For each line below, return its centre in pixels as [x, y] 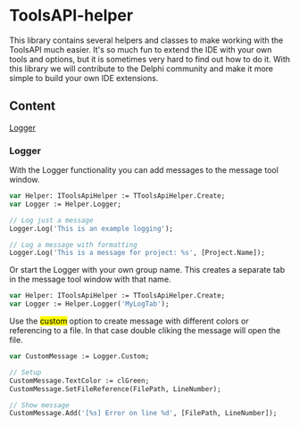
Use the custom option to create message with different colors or [129, 321]
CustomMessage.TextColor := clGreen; [79, 381]
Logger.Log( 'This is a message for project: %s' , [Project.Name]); [137, 253]
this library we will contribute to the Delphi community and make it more [141, 69]
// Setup [25, 372]
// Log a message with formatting [74, 245]
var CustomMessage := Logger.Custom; [79, 356]
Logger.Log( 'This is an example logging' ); [91, 228]
